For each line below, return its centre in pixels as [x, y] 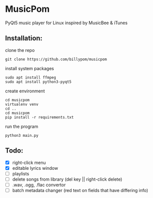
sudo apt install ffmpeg [31, 78]
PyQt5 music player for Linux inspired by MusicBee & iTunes [66, 23]
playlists [21, 173]
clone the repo [20, 50]
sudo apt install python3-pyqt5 [38, 82]
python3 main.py [22, 135]
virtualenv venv [22, 104]
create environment [25, 91]
